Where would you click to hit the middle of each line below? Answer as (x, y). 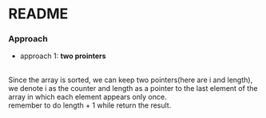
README (38, 14)
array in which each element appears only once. (87, 97)
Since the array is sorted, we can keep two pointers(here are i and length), (131, 80)
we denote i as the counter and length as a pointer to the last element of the (133, 88)
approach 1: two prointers (63, 56)
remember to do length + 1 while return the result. (90, 105)
